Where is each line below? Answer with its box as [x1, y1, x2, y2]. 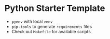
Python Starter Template [4, 3, 105, 14]
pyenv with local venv [11, 19, 53, 24]
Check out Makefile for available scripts [11, 29, 91, 34]
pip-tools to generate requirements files [11, 23, 92, 29]
